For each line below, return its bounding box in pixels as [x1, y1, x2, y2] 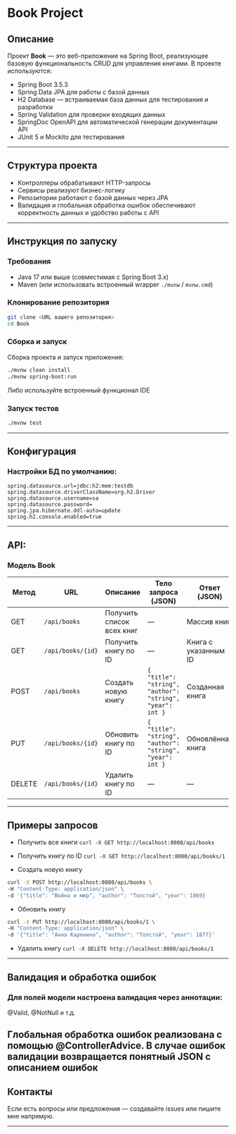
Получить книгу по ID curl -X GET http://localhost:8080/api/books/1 [17, 851, 225, 860]
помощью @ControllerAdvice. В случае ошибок [7, 1040, 226, 1052]
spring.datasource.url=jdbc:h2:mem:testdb [7, 483, 133, 490]
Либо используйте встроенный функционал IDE [7, 386, 150, 394]
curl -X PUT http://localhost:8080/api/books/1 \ [7, 918, 156, 925]
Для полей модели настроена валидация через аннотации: [7, 992, 223, 1002]
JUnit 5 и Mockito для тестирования [17, 132, 125, 141]
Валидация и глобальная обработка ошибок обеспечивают [17, 201, 196, 209]
